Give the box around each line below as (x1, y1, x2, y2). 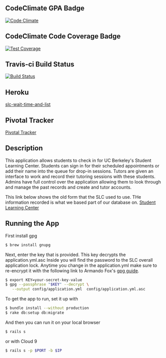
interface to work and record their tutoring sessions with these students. (5, 173, 155, 180)
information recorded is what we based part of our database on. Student (5, 199, 156, 205)
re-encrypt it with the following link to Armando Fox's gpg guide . (5, 267, 140, 274)
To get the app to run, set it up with (5, 296, 78, 302)
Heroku (5, 88, 29, 96)
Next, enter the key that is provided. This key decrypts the (5, 252, 126, 258)
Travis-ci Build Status (5, 60, 75, 69)
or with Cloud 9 (5, 338, 37, 344)
